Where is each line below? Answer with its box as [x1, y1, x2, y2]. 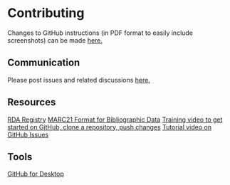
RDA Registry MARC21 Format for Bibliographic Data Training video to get [7, 115, 223, 124]
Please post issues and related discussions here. [7, 75, 151, 84]
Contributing [7, 5, 85, 21]
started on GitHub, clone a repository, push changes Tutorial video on [7, 122, 212, 131]
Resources [7, 96, 56, 108]
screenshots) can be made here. [7, 36, 103, 44]
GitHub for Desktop [7, 169, 64, 179]
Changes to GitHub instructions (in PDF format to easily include [7, 28, 194, 37]
